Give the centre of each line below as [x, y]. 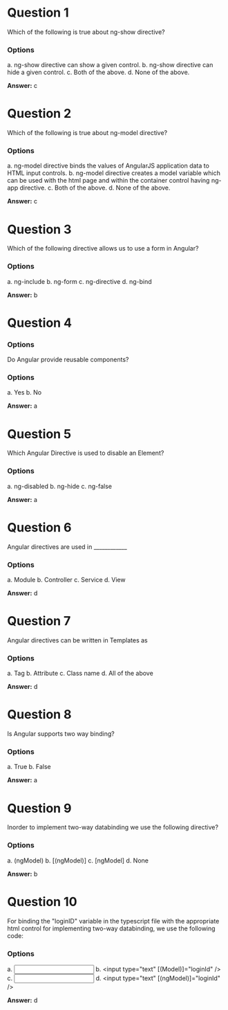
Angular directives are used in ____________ [67, 547]
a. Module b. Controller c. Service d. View [66, 579]
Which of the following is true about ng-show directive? [86, 32]
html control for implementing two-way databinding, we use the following [111, 928]
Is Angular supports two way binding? [61, 734]
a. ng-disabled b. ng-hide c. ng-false [60, 486]
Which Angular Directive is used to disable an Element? [86, 453]
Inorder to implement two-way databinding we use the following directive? [113, 827]
